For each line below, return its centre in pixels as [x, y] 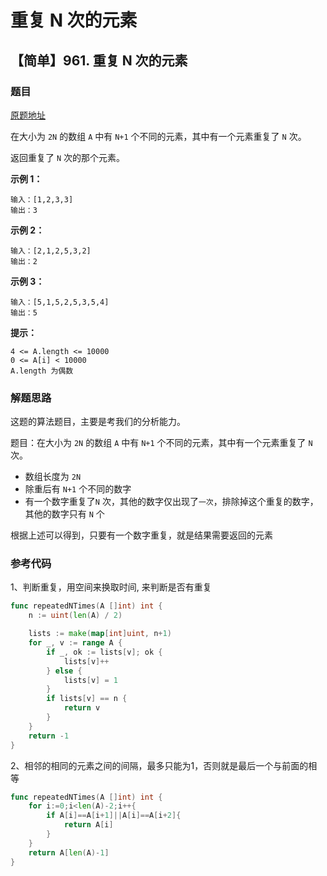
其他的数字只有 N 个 [64, 514]
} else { [64, 671]
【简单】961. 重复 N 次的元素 [99, 60]
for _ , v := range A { [75, 643]
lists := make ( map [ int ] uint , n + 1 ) [100, 634]
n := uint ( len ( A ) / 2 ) [75, 616]
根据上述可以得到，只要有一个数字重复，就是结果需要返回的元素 [141, 535]
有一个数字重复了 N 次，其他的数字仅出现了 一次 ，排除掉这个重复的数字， [171, 502]
